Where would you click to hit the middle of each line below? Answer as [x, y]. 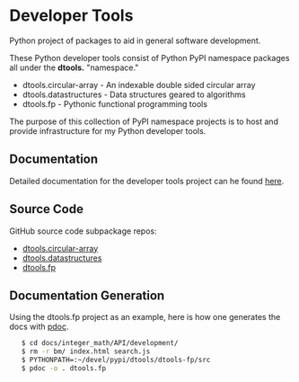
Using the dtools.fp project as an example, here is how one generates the [145, 317]
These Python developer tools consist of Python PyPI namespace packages [149, 58]
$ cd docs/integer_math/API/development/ [100, 343]
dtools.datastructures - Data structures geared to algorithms [134, 94]
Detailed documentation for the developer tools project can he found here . [147, 181]
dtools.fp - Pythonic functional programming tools [115, 103]
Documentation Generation [87, 295]
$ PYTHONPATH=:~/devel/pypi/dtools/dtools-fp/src [116, 360]
